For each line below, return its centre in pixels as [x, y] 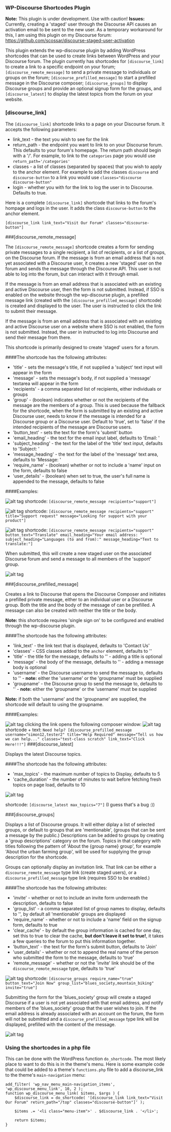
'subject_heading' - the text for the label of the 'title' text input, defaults [88, 443]
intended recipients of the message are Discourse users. [72, 427]
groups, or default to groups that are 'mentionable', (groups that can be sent [85, 830]
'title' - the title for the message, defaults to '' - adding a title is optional [87, 656]
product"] [16, 520]
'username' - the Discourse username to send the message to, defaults [88, 673]
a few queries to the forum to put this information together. [74, 941]
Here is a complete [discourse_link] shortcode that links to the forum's [81, 202]
